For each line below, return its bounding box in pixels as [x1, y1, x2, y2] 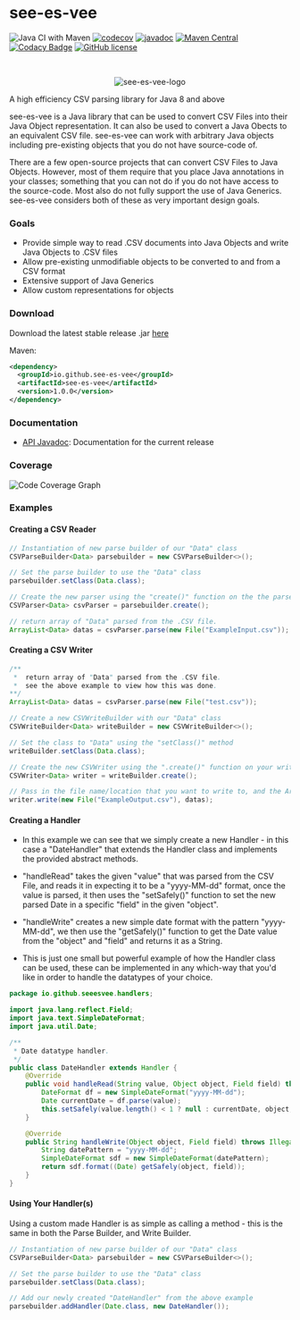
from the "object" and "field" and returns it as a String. [21, 936, 223, 946]
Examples [9, 501, 54, 514]
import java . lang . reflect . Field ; [9, 1005, 134, 1014]
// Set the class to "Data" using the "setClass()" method [9, 738, 234, 747]
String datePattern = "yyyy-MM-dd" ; [41, 1146, 178, 1155]
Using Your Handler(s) [9, 1198, 94, 1209]
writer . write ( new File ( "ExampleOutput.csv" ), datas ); [9, 795, 214, 804]
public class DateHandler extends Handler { [9, 1063, 178, 1072]
